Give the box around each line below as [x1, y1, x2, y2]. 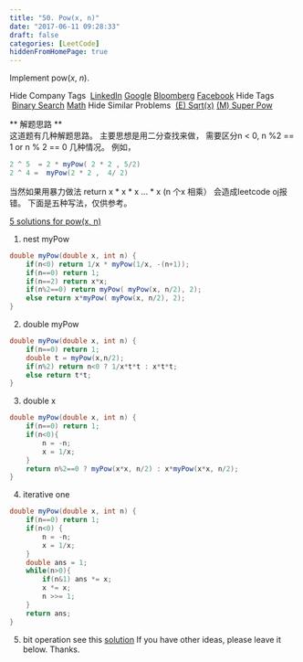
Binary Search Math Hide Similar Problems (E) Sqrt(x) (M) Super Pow [11, 100, 274, 111]
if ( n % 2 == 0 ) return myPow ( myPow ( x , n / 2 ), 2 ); [26, 285, 203, 294]
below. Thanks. [22, 644, 80, 655]
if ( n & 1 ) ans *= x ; [42, 575, 112, 584]
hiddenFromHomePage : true [9, 48, 108, 57]
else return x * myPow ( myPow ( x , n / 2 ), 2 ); [26, 294, 186, 303]
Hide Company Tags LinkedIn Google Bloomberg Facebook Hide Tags [9, 91, 275, 101]
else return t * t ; [26, 370, 92, 379]
